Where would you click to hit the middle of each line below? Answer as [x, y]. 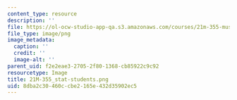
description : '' [31, 20]
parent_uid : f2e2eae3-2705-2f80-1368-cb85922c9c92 [83, 66]
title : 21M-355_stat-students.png [58, 79]
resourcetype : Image [38, 73]
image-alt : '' [34, 60]
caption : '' [31, 46]
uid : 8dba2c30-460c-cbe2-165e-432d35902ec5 [72, 86]
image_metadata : [31, 40]
